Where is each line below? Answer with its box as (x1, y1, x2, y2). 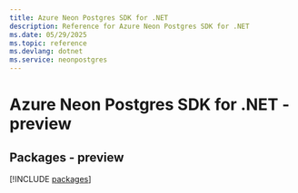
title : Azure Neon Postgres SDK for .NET (9, 13, 169, 23)
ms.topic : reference (9, 38, 88, 48)
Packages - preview (9, 150, 124, 165)
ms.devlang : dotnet (9, 47, 84, 56)
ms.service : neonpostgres (9, 55, 107, 64)
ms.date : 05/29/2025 (9, 30, 88, 39)
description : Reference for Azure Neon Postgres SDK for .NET (9, 22, 250, 31)
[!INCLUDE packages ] (9, 174, 92, 184)
